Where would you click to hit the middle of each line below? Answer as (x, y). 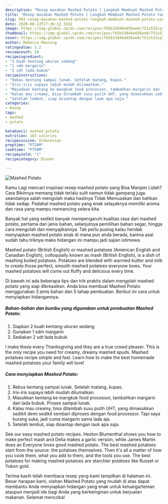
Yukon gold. (17, 466)
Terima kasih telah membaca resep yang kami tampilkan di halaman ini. (78, 476)
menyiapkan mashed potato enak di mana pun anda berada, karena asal (79, 235)
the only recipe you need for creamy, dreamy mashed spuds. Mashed (77, 352)
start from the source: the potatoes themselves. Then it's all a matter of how (83, 450)
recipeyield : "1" (23, 155)
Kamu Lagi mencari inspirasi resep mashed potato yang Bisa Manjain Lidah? (83, 187)
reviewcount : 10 (22, 52)
